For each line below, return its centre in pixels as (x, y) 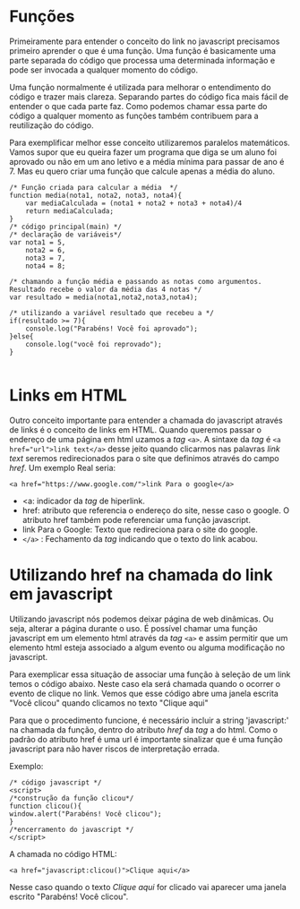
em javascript (61, 594)
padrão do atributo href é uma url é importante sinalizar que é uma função (146, 739)
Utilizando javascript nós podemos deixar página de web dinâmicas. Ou (141, 619)
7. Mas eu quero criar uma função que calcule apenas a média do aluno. (142, 171)
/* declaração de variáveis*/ (66, 235)
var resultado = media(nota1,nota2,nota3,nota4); (104, 297)
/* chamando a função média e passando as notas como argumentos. (136, 281)
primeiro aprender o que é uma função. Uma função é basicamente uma (142, 50)
